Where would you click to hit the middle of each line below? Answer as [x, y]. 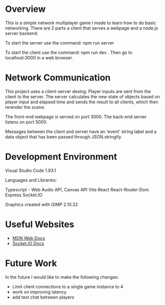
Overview [25, 9]
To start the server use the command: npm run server [60, 43]
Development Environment [61, 157]
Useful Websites [40, 224]
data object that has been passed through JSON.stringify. [64, 136]
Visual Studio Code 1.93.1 [31, 170]
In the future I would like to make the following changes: [62, 277]
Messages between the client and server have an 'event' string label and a [81, 131]
